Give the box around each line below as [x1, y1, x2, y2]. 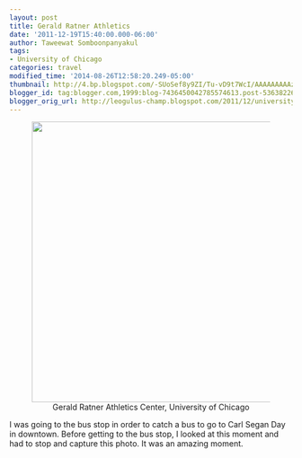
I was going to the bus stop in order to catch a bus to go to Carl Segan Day [9, 419, 286, 430]
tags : [9, 47, 30, 56]
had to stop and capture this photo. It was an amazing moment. [9, 438, 244, 449]
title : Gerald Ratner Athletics [9, 22, 130, 31]
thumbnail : [9, 80, 50, 89]
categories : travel [9, 64, 83, 73]
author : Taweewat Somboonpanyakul [9, 38, 139, 48]
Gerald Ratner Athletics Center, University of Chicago [52, 401, 250, 413]
